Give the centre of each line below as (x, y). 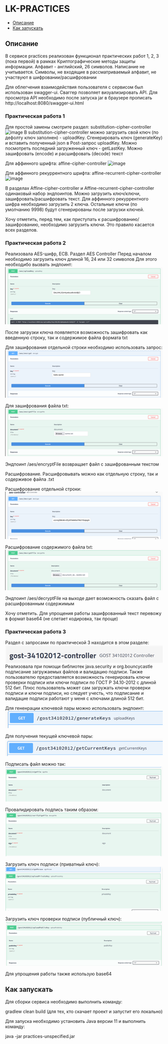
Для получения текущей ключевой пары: (49, 736)
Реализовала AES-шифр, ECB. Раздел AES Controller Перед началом (78, 254)
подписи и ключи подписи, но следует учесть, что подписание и (74, 693)
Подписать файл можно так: (35, 764)
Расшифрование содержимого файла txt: (49, 547)
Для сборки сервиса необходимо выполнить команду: (64, 1002)
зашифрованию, (22, 225)
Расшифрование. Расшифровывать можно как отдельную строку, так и (82, 474)
